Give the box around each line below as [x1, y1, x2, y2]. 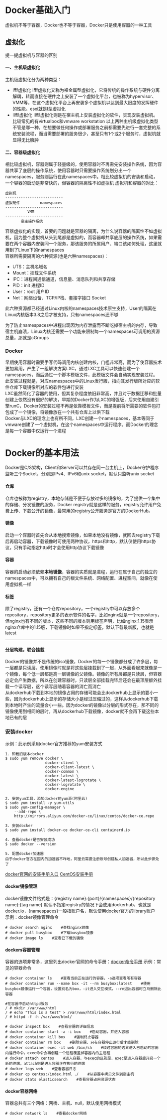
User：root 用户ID [12, 288, 50, 294]
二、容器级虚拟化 [5, 149, 40, 155]
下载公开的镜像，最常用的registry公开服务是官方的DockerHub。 [22, 508, 153, 514]
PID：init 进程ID [12, 282, 45, 288]
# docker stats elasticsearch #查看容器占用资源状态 [5, 1077, 116, 1082]
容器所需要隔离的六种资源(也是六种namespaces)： [5, 253, 109, 259]
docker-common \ [45, 769, 79, 774]
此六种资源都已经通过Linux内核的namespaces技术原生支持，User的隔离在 [5, 305, 157, 311]
